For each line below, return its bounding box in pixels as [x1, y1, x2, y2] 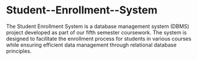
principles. [6, 47, 32, 54]
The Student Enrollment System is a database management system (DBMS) [6, 23, 190, 30]
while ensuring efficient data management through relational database [6, 41, 177, 48]
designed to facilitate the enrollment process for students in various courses [6, 35, 192, 42]
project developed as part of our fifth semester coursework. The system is [6, 29, 187, 36]
